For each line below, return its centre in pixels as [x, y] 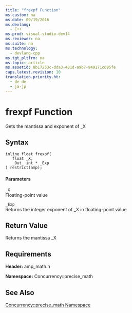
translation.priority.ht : [33, 77]
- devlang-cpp [25, 53]
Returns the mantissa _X [31, 238]
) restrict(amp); [24, 168]
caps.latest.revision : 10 [33, 72]
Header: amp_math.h [28, 266]
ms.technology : [22, 48]
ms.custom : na [21, 15]
